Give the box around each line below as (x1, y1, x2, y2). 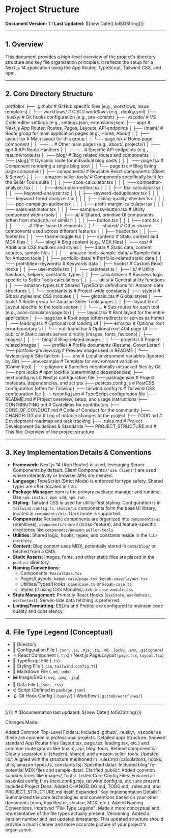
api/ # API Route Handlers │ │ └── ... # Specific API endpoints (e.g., (5, 147, 149, 153)
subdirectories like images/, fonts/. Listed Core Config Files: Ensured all (5, 773, 155, 779)
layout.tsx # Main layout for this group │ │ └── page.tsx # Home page (5, 135, 153, 141)
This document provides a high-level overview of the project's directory (5, 54, 156, 60)
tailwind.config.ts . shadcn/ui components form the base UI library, (12, 505, 157, 511)
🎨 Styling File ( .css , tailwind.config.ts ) (12, 663, 98, 669)
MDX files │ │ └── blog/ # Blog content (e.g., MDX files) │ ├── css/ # (5, 238, 153, 245)
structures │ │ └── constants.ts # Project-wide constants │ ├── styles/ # (5, 288, 161, 294)
